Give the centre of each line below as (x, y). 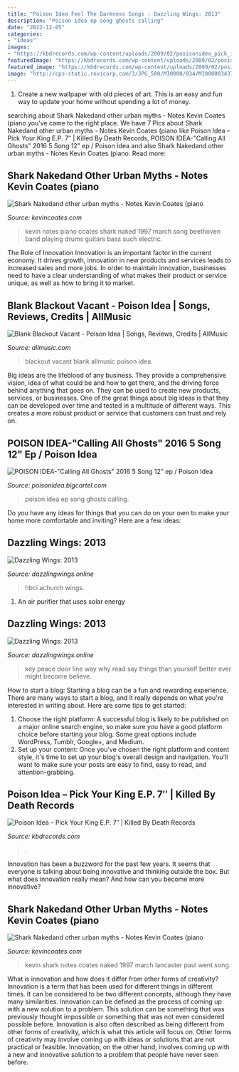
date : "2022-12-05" (36, 27)
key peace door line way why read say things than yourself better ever (128, 669)
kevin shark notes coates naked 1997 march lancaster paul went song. (128, 965)
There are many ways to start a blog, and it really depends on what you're (116, 697)
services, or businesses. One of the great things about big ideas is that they (118, 398)
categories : (25, 34)
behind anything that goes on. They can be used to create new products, (114, 391)
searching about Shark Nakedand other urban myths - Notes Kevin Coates (116, 115)
